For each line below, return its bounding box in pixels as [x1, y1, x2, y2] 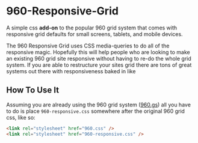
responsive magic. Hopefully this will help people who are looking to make [6, 48, 191, 55]
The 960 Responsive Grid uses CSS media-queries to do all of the [6, 42, 170, 49]
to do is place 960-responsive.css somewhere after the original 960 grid [6, 107, 185, 115]
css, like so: [6, 114, 36, 121]
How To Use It [6, 85, 59, 96]
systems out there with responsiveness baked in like [6, 67, 136, 75]
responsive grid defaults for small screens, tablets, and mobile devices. [6, 30, 183, 37]
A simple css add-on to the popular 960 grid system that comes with [6, 24, 178, 31]
